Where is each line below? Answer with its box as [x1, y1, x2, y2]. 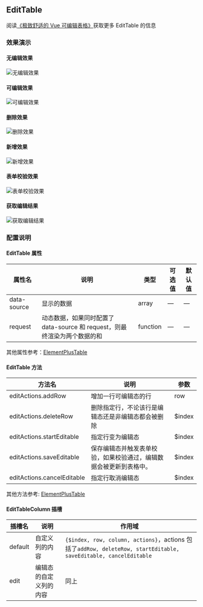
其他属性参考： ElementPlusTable [6, 349, 88, 356]
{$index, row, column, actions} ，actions [65, 536, 185, 544]
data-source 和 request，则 [41, 323, 121, 332]
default [9, 543, 30, 551]
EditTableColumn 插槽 [6, 505, 62, 513]
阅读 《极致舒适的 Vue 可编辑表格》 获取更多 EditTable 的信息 [6, 21, 156, 29]
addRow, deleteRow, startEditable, [77, 546, 180, 553]
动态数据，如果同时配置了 [41, 314, 115, 323]
